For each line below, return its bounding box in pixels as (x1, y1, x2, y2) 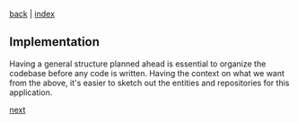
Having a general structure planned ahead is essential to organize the (9, 58, 267, 69)
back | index (9, 9, 56, 19)
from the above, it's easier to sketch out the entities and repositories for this (9, 77, 290, 88)
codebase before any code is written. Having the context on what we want (9, 67, 285, 78)
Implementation (9, 34, 101, 49)
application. (9, 86, 53, 98)
